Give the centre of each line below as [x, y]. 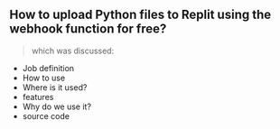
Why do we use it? [57, 106]
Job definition [48, 68]
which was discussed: [73, 51]
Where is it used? [55, 87]
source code [46, 115]
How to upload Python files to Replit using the [140, 15]
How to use [44, 78]
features [38, 97]
